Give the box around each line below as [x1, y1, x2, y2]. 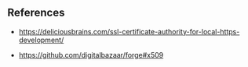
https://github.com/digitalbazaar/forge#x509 [18, 50, 164, 59]
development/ [18, 35, 64, 44]
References [7, 6, 65, 19]
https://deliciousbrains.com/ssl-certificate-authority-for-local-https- [18, 26, 240, 36]
